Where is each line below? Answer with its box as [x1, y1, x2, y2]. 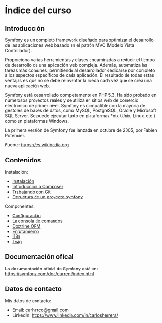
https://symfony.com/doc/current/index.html [5, 270, 94, 277]
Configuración [12, 213, 41, 218]
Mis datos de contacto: [5, 298, 51, 304]
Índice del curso [5, 5, 72, 16]
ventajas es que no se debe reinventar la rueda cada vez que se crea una [5, 78, 152, 83]
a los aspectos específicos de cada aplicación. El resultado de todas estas [5, 72, 154, 78]
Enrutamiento [12, 228, 39, 234]
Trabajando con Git [12, 189, 51, 195]
